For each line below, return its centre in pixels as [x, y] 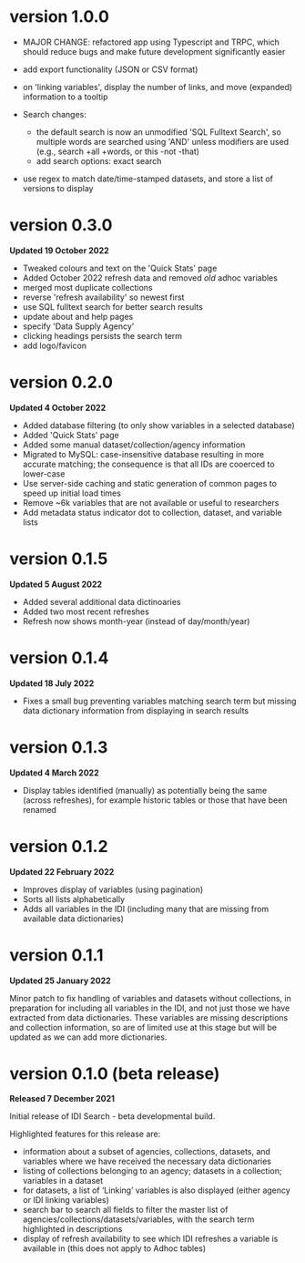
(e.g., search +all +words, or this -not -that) [118, 151]
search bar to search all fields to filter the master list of [125, 1210]
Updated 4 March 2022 [54, 773]
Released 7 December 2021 [62, 1099]
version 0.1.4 [59, 657]
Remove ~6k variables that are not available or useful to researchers [151, 502]
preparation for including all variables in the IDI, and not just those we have [150, 1008]
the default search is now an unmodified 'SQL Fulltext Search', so [159, 132]
